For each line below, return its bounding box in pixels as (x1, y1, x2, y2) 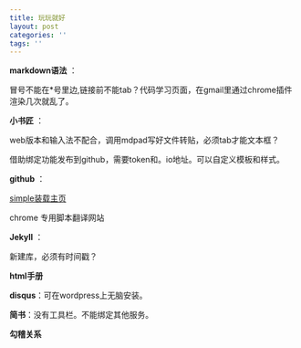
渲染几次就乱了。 (9, 96, 74, 107)
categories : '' (9, 30, 67, 39)
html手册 (9, 270, 44, 281)
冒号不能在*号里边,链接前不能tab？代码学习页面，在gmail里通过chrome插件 (9, 84, 293, 96)
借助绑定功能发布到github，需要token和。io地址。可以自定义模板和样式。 (9, 154, 285, 165)
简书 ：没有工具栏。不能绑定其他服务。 (9, 310, 153, 321)
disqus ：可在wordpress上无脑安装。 (9, 290, 148, 301)
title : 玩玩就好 (9, 13, 66, 23)
